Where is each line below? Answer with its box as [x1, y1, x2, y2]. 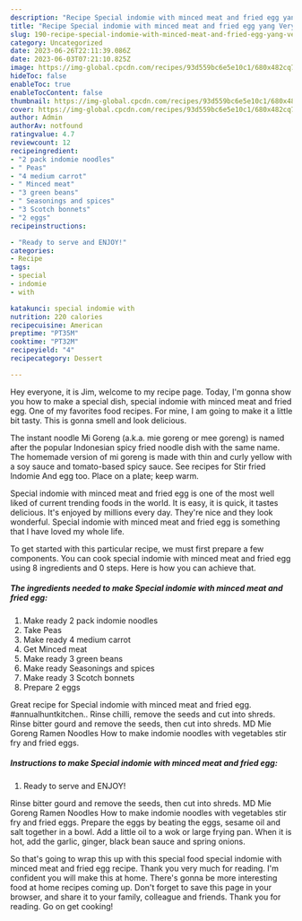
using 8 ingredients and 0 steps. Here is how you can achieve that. [10, 562, 256, 573]
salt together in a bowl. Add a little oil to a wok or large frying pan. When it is [10, 826, 292, 837]
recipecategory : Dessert [10, 354, 103, 363]
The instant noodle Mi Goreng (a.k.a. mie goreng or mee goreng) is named [10, 432, 285, 443]
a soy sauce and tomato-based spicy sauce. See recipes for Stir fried [10, 461, 266, 472]
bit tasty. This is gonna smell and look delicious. [10, 414, 187, 426]
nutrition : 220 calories [10, 312, 103, 321]
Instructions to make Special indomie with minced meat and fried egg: [10, 758, 279, 769]
